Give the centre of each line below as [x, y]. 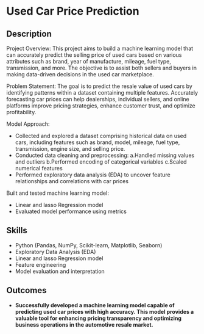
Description [29, 34]
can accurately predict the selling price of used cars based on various [94, 55]
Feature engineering [40, 264]
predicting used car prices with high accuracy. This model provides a [104, 311]
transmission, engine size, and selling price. [70, 149]
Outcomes [26, 290]
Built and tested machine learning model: [58, 193]
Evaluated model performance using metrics [71, 211]
